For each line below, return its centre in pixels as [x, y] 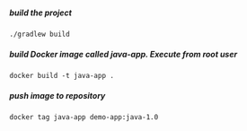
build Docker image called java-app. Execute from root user [123, 54]
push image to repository [57, 95]
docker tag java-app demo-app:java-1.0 [84, 117]
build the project [40, 13]
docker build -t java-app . [62, 75]
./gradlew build [40, 34]
